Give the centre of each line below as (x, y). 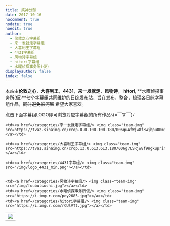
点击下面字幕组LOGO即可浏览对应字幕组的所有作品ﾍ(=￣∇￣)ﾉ (70, 114)
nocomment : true (22, 19)
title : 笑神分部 (21, 10)
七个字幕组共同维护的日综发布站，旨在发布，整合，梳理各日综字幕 (95, 98)
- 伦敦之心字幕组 (25, 39)
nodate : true (19, 24)
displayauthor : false (28, 72)
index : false (19, 76)
